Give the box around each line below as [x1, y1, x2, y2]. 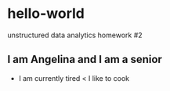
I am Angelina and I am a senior [7, 53, 162, 66]
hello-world [7, 5, 85, 23]
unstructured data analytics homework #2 [7, 30, 143, 40]
